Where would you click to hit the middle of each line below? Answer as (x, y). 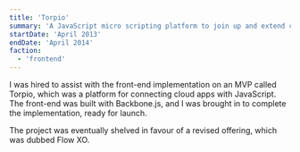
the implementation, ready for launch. (78, 113)
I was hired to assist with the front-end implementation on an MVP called (143, 84)
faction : (25, 51)
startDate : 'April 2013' (55, 34)
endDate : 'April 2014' (51, 42)
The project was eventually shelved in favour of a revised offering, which (143, 130)
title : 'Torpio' (39, 17)
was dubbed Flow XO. (50, 140)
